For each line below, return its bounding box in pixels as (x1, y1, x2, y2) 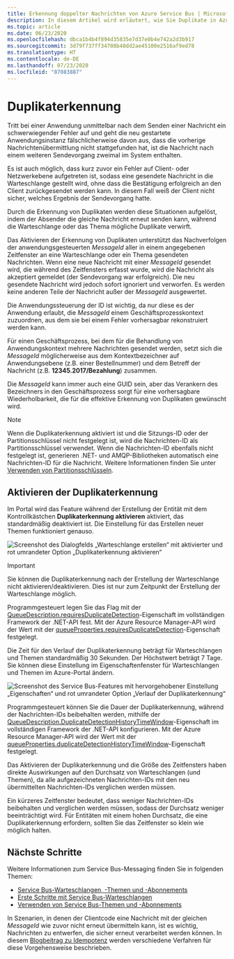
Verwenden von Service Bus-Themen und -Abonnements (17, 900, 182, 909)
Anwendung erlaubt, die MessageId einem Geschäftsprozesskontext (7, 309, 204, 317)
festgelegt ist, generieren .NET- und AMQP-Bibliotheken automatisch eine (7, 451, 219, 460)
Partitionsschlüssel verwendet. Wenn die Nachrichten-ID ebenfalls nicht (7, 444, 214, 453)
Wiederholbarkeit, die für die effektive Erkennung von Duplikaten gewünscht (7, 395, 227, 403)
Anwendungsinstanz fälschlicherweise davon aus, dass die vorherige (7, 137, 206, 145)
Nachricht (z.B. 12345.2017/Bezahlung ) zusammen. (7, 366, 158, 375)
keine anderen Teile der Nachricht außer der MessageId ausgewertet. (7, 288, 207, 296)
